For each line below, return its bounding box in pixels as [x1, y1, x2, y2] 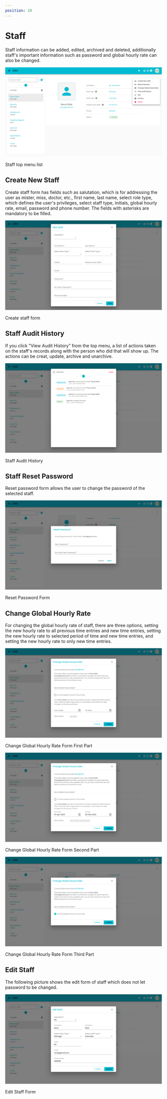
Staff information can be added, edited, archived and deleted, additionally [5, 46, 156, 52]
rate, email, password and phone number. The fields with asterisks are [5, 205, 149, 211]
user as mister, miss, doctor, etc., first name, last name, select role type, [5, 195, 153, 201]
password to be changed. [5, 984, 58, 990]
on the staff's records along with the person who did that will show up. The [5, 348, 159, 354]
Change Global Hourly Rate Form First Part [5, 742, 93, 748]
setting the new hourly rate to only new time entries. [5, 639, 112, 645]
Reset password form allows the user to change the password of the [5, 485, 145, 491]
